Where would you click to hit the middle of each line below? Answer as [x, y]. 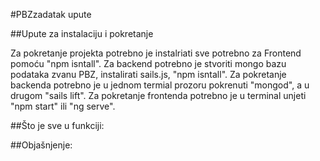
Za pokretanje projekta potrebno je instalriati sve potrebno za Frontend [156, 53]
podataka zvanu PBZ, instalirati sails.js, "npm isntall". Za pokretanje [148, 74]
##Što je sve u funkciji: [57, 125]
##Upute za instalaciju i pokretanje [82, 33]
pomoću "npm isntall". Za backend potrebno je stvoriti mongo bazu [148, 63]
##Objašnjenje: [41, 145]
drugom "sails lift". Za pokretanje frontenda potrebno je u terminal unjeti [158, 95]
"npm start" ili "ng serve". [63, 106]
